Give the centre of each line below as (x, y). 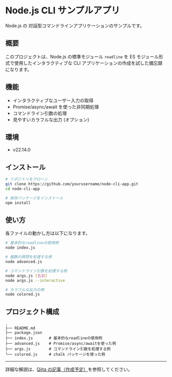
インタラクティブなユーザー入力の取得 (53, 100)
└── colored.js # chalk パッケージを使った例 (55, 354)
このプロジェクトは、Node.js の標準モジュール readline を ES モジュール (82, 56)
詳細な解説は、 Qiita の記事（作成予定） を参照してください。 (69, 369)
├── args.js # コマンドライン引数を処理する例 (58, 349)
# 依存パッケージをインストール (34, 198)
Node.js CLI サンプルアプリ (63, 10)
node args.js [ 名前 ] (26, 276)
